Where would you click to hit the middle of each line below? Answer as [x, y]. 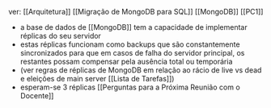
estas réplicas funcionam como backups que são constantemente [130, 44]
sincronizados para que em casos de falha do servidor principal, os [132, 53]
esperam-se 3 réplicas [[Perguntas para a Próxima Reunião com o [130, 87]
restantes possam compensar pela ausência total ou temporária [126, 61]
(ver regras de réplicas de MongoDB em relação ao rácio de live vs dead [141, 70]
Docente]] [37, 96]
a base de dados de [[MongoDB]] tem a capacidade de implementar [134, 27]
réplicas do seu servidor [60, 36]
